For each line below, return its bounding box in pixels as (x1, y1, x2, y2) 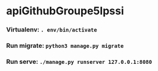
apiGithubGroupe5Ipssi (6, 4, 124, 18)
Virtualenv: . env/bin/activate (6, 26, 97, 34)
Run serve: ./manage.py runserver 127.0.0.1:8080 (6, 57, 152, 66)
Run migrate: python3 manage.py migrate (6, 42, 124, 50)
